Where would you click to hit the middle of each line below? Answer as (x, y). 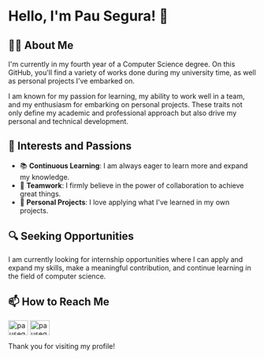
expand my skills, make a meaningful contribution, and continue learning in (130, 267)
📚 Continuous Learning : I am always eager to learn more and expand (134, 166)
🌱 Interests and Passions (70, 146)
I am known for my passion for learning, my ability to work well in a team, (127, 96)
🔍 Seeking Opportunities (71, 236)
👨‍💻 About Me (41, 45)
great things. (40, 193)
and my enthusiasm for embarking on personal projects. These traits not (125, 105)
